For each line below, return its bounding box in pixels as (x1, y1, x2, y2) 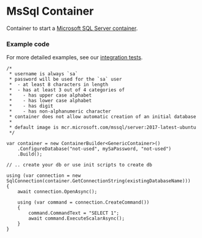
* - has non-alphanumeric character (9, 108, 112, 114)
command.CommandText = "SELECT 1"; (28, 210, 120, 217)
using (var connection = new (6, 173, 81, 179)
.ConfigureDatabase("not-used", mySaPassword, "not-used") (17, 146, 172, 152)
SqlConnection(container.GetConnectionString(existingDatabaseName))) (6, 178, 191, 184)
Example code (6, 40, 50, 48)
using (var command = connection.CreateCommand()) (17, 199, 150, 206)
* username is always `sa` (9, 71, 79, 77)
